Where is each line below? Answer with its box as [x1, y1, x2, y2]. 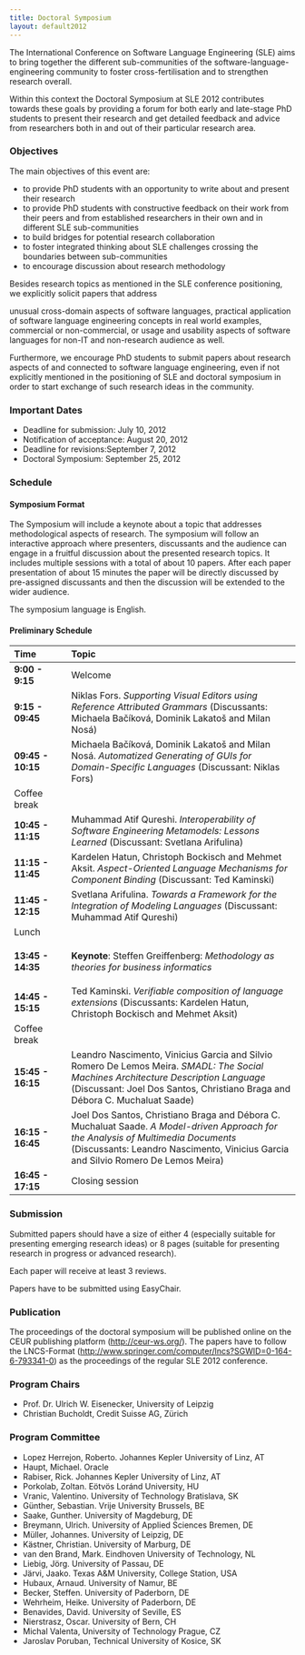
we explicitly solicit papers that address [9, 287, 157, 298]
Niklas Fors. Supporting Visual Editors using [71, 689, 259, 702]
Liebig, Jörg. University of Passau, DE [22, 1558, 165, 1569]
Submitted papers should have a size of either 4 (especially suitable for [9, 1229, 276, 1239]
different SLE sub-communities [22, 222, 139, 233]
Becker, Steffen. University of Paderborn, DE [22, 1587, 190, 1598]
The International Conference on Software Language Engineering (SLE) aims [9, 46, 296, 57]
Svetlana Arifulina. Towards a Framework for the [71, 888, 278, 901]
